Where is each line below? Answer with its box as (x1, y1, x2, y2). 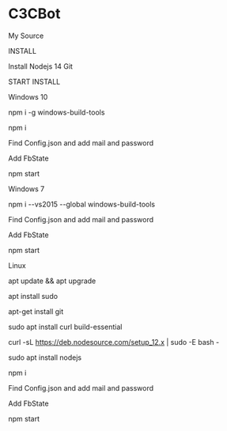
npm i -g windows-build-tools (8, 108, 105, 117)
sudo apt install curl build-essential (8, 322, 123, 331)
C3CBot (8, 5, 61, 23)
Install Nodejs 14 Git (8, 61, 74, 71)
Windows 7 (8, 183, 45, 194)
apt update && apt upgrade (8, 276, 96, 285)
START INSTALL (8, 77, 61, 86)
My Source (8, 31, 44, 40)
